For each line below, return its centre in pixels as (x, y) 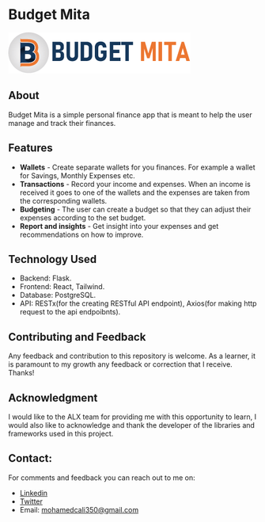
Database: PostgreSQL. (58, 295)
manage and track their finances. (62, 123)
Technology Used (53, 259)
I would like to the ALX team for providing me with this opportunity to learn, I (132, 417)
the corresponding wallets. (63, 200)
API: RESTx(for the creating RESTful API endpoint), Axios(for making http (138, 303)
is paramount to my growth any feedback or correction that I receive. (121, 364)
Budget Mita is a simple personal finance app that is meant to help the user (130, 114)
